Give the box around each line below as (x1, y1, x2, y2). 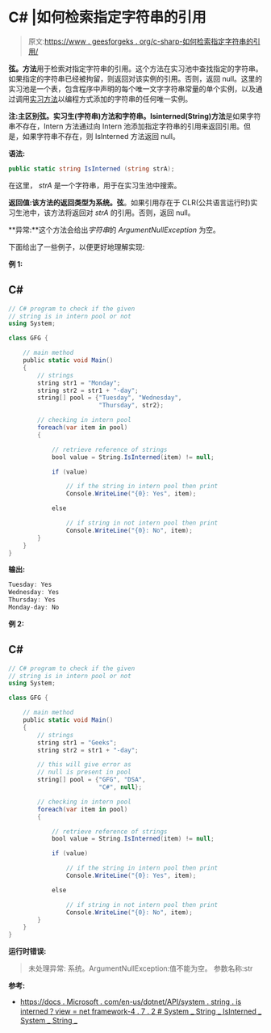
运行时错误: (8, 947, 47, 956)
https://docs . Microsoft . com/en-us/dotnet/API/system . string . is (19, 997, 242, 1007)
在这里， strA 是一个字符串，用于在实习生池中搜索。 (8, 180, 181, 190)
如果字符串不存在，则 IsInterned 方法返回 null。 (22, 131, 180, 141)
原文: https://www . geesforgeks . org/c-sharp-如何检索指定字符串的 (27, 36, 254, 46)
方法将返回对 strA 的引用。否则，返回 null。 (50, 208, 195, 217)
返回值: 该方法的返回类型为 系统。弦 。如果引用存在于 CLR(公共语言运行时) (8, 197, 251, 207)
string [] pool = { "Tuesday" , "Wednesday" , (37, 394, 182, 402)
